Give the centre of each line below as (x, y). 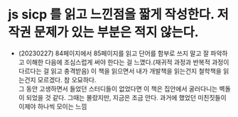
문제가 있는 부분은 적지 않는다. (116, 32)
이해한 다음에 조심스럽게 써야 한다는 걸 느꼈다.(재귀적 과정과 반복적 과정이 (128, 62)
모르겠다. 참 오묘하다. (67, 79)
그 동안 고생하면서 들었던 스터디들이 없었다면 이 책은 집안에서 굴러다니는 (118, 89)
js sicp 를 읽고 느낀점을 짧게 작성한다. (111, 15)
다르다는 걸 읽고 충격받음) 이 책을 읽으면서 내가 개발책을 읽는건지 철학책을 (120, 71)
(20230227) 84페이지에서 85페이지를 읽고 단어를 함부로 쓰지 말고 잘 (113, 53)
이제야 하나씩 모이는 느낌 (53, 106)
